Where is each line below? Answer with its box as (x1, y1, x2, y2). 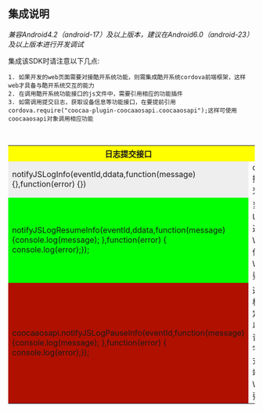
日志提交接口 (104, 148, 153, 159)
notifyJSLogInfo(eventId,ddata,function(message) (12, 168, 196, 179)
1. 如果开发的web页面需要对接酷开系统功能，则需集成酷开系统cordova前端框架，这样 (8, 73, 247, 81)
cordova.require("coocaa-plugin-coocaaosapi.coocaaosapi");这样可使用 (8, 107, 237, 114)
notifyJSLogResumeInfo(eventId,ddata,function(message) (12, 224, 225, 235)
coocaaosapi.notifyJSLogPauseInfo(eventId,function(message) (12, 327, 245, 338)
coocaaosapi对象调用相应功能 (8, 114, 94, 123)
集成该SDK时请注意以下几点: (8, 56, 100, 65)
